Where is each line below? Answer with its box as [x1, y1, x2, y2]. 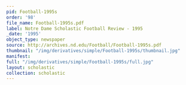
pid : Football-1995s [6, 8, 58, 15]
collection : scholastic [6, 70, 66, 76]
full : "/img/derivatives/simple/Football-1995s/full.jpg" [6, 59, 154, 65]
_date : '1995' [6, 31, 42, 37]
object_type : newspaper [6, 37, 66, 42]
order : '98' [6, 14, 36, 20]
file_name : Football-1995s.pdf [6, 20, 84, 26]
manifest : [6, 53, 31, 59]
